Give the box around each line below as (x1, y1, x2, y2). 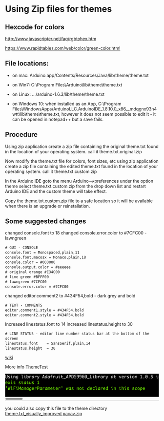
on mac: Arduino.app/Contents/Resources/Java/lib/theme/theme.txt (12, 72, 149, 78)
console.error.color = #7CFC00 (5, 284, 69, 289)
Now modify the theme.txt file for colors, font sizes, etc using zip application (5, 158, 159, 164)
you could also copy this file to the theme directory (5, 405, 107, 411)
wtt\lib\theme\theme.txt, (12, 111, 61, 117)
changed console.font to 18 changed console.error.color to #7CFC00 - (5, 230, 147, 236)
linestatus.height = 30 (5, 346, 56, 351)
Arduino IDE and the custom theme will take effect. (5, 188, 107, 194)
